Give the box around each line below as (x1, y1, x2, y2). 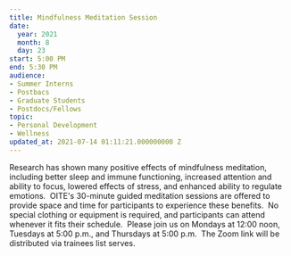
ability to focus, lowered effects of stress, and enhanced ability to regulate (9, 180, 283, 192)
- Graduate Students (9, 95, 87, 105)
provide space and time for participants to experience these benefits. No (9, 200, 279, 211)
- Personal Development (9, 121, 98, 130)
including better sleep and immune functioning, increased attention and (9, 171, 272, 182)
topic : (9, 112, 34, 121)
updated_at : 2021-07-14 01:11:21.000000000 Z (9, 137, 181, 146)
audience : (9, 71, 46, 80)
